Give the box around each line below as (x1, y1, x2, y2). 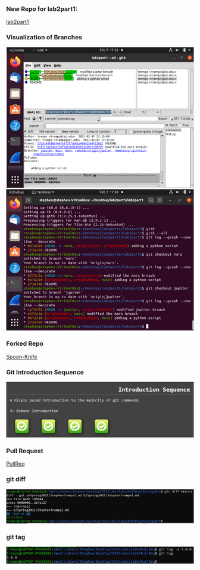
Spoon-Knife (6, 353, 37, 360)
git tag (6, 532, 26, 541)
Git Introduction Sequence (6, 368, 85, 376)
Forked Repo (6, 339, 43, 348)
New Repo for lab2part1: (6, 5, 78, 13)
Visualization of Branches (6, 33, 82, 42)
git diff (6, 475, 26, 484)
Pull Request (6, 447, 43, 455)
